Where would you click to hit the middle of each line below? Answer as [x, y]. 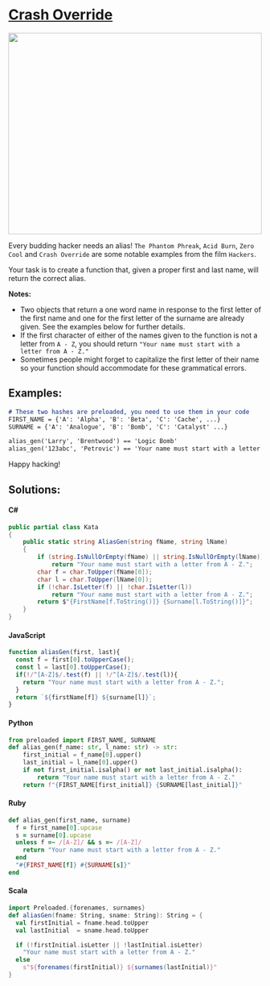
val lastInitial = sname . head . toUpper [82, 930]
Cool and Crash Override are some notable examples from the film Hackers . [132, 254]
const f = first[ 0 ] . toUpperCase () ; [75, 660]
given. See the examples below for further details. [102, 326]
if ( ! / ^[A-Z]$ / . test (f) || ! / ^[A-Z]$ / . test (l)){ [97, 674]
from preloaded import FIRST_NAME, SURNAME [82, 740]
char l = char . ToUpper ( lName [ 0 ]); [95, 579]
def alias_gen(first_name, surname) [70, 820]
